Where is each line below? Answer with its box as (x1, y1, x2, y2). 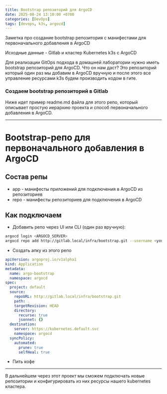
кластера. (5, 384, 26, 390)
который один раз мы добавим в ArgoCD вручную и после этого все (5, 70, 151, 76)
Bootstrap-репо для (5, 131, 90, 143)
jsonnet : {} (18, 317, 43, 322)
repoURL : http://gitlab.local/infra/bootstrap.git (14, 294, 121, 299)
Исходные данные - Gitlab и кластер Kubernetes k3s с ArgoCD (5, 50, 137, 56)
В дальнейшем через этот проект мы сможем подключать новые (5, 373, 145, 379)
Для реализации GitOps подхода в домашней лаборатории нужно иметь (5, 59, 160, 65)
